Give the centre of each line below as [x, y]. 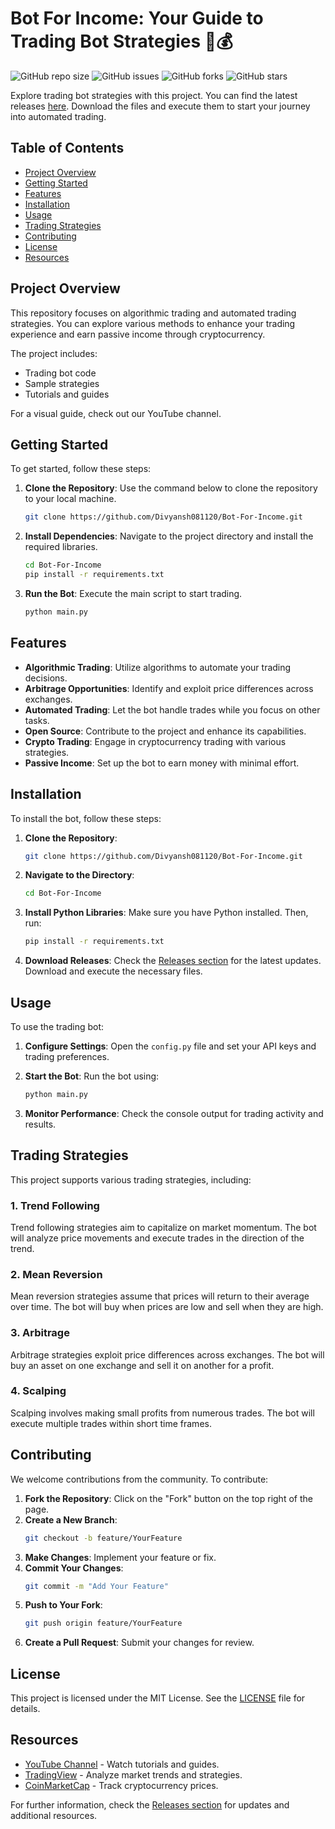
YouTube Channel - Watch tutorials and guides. [122, 1764]
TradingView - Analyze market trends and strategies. [133, 1774]
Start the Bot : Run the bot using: [92, 1076]
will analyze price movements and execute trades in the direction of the [157, 1238]
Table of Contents [67, 148]
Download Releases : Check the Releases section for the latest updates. [173, 961]
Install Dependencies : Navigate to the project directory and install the [169, 536]
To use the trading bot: [57, 1026]
